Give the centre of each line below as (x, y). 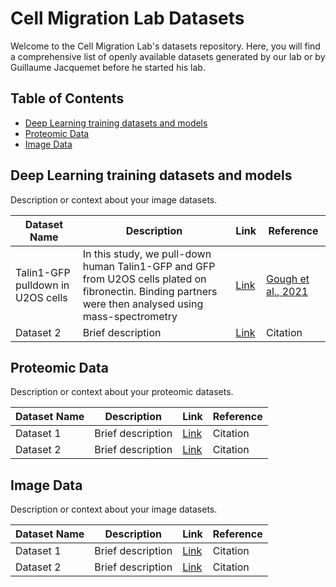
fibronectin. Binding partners (150, 291)
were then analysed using (143, 304)
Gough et (287, 279)
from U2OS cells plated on (144, 279)
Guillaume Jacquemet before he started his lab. (108, 67)
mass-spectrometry (130, 316)
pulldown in (42, 285)
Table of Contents (67, 98)
